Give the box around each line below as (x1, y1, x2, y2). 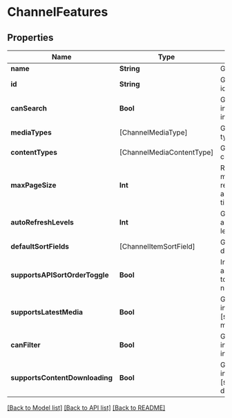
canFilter (10, 340, 41, 350)
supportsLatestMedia (10, 307, 84, 316)
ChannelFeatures (7, 4, 108, 20)
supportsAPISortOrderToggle (10, 270, 109, 280)
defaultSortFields (10, 242, 70, 251)
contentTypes (10, 148, 57, 157)
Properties (7, 32, 54, 44)
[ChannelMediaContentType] (119, 148, 214, 157)
